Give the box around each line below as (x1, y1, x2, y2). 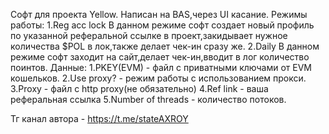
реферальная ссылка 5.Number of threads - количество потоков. (10, 94, 287, 105)
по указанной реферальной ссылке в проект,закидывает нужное (10, 30, 288, 41)
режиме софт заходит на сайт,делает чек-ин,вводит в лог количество (10, 51, 310, 63)
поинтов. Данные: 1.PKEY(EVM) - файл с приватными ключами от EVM (10, 62, 312, 73)
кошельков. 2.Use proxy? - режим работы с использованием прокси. (10, 72, 307, 84)
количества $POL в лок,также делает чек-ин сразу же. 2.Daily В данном (10, 40, 320, 52)
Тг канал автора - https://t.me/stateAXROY (10, 113, 189, 124)
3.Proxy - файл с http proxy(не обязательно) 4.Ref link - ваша (10, 83, 269, 94)
